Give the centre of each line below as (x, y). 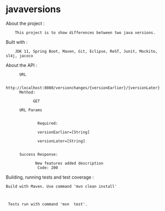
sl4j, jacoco (19, 56)
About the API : (22, 65)
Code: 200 (48, 168)
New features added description (69, 163)
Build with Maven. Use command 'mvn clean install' (61, 186)
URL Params (31, 110)
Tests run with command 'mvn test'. (48, 204)
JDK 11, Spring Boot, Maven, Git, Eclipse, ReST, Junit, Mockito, (86, 51)
